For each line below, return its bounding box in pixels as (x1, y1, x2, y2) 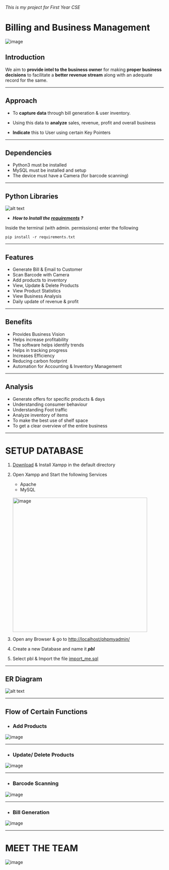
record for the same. (5, 77, 48, 83)
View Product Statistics (12, 288, 61, 294)
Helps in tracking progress (12, 347, 68, 353)
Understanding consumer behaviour (12, 401, 88, 407)
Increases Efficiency (12, 352, 55, 358)
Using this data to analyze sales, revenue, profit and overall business (12, 119, 156, 125)
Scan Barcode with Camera (12, 272, 69, 277)
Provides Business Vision (12, 331, 65, 337)
